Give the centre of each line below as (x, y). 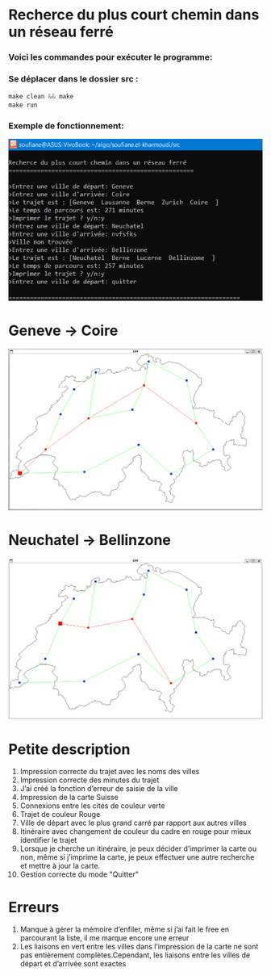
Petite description (69, 749)
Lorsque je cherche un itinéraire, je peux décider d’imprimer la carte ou (138, 848)
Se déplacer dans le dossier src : (73, 79)
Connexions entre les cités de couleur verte (92, 806)
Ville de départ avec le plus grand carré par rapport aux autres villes (133, 823)
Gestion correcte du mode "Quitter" (79, 874)
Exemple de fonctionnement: (66, 126)
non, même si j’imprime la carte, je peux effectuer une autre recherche (137, 857)
